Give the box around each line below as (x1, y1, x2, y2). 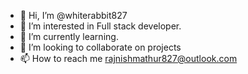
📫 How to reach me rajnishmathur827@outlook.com (19, 53, 238, 64)
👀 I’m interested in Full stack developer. (19, 20, 182, 32)
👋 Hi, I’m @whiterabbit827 (19, 10, 128, 21)
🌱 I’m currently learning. (19, 31, 119, 42)
